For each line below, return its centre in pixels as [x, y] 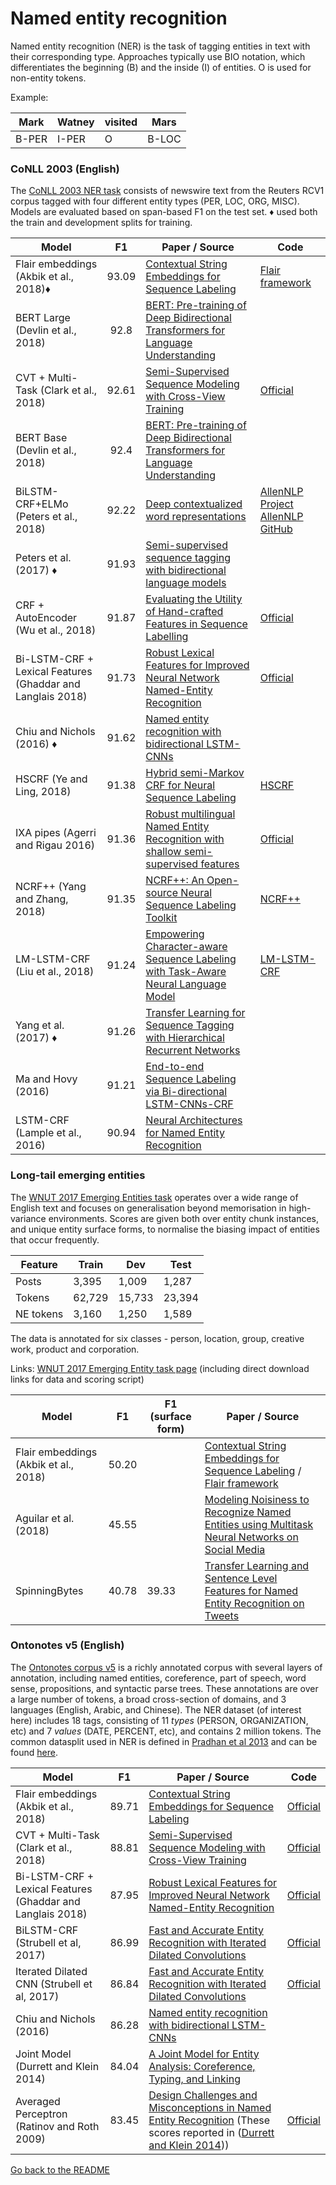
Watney [75, 122]
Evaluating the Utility [194, 599]
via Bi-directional [186, 1092]
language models [186, 583]
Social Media [235, 1549]
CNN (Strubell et [54, 1984]
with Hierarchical [185, 1038]
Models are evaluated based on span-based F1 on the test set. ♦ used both [164, 212]
